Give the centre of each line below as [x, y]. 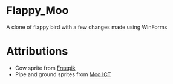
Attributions [37, 51]
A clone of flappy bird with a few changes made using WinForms [87, 27]
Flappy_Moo [38, 10]
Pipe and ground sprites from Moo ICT [63, 74]
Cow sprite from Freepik [45, 68]
